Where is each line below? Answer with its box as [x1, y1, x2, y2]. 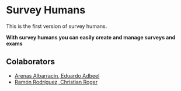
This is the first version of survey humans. [6, 23, 107, 30]
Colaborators [6, 57, 55, 67]
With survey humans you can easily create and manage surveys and [6, 34, 176, 41]
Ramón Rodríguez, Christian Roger [14, 78, 98, 85]
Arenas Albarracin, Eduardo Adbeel [14, 72, 100, 79]
